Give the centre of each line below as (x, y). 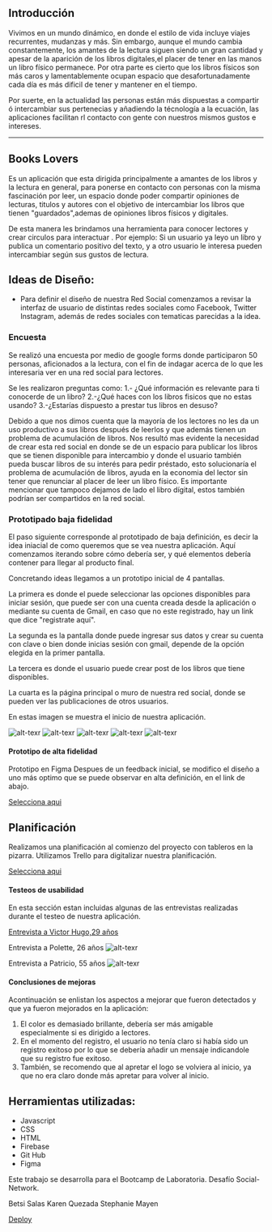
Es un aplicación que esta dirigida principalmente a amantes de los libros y (133, 178)
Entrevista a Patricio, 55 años (57, 963)
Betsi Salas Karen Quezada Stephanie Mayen (83, 1204)
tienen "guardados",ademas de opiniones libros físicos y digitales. (119, 213)
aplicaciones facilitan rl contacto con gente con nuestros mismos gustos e (132, 117)
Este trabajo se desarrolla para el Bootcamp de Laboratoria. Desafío (121, 1179)
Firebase (35, 1147)
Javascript (38, 1121)
